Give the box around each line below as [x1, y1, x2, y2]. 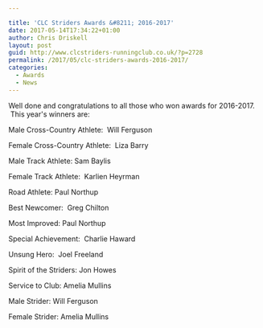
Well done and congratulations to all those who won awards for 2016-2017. [8, 100, 255, 110]
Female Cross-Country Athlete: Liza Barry [8, 140, 149, 150]
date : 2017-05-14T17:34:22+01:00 [8, 26, 121, 35]
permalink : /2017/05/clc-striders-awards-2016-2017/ [8, 56, 189, 64]
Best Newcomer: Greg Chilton [8, 203, 109, 212]
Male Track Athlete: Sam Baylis [8, 156, 111, 166]
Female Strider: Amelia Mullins [8, 311, 109, 322]
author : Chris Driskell [8, 34, 88, 42]
